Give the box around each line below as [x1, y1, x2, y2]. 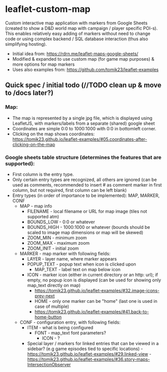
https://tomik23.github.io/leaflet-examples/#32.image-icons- [34, 287, 160, 293]
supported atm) [27, 213, 60, 219]
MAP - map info [19, 203, 52, 209]
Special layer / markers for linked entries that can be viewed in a [27, 340, 159, 346]
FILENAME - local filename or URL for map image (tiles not [27, 208, 148, 214]
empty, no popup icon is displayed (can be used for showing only [27, 277, 162, 283]
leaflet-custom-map [5, 3, 90, 15]
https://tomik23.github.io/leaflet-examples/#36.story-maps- [27, 356, 150, 362]
